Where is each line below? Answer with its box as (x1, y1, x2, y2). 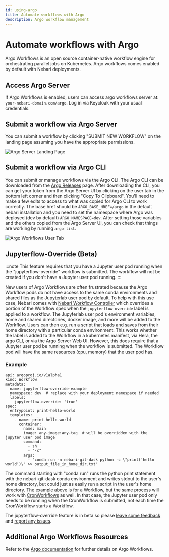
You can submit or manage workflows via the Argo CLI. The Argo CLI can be (5, 177, 164, 183)
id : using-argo (5, 7, 37, 13)
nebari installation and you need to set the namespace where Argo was (5, 209, 153, 215)
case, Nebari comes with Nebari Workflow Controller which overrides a (5, 300, 153, 306)
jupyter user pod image (5, 435, 55, 440)
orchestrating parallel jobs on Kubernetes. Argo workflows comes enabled (5, 61, 160, 67)
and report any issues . (5, 518, 52, 524)
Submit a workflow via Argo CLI (5, 163, 106, 172)
